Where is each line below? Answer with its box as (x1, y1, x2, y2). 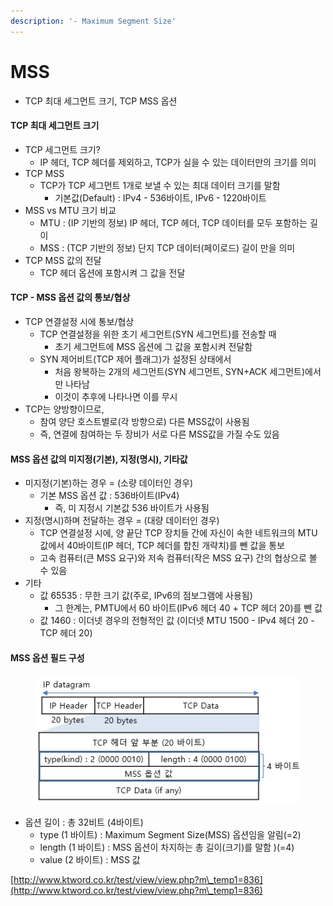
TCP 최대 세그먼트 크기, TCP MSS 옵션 (24, 95, 178, 107)
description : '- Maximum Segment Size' (10, 16, 177, 26)
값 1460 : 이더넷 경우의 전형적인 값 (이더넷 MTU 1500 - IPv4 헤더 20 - (39, 615, 315, 627)
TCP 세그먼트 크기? (24, 143, 101, 155)
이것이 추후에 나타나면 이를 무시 (54, 390, 178, 402)
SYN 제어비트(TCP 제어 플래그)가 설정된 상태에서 (39, 353, 232, 365)
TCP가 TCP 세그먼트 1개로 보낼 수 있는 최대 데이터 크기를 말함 (39, 179, 281, 191)
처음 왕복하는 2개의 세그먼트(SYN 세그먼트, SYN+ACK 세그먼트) (54, 365, 306, 377)
